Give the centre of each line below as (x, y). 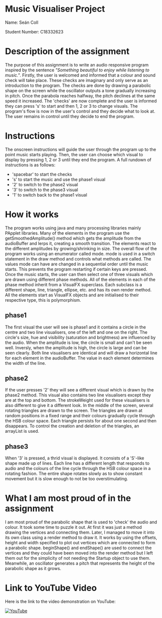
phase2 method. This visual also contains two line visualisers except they (78, 395)
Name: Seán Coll (22, 22)
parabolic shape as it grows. (33, 569)
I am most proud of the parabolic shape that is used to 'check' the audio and (81, 522)
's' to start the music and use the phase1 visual (59, 179)
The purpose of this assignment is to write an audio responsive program (77, 65)
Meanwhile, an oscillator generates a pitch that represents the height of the (80, 563)
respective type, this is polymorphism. (43, 300)
